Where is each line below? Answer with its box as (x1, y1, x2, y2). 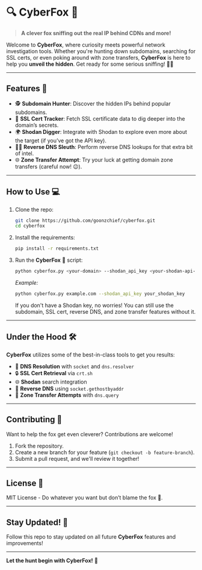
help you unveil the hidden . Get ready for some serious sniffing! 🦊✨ (6, 60, 174, 68)
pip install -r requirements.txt (14, 245, 99, 252)
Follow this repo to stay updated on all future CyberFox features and (6, 533, 176, 540)
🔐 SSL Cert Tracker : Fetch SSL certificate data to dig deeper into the (14, 115, 185, 122)
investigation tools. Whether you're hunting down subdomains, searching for (6, 47, 196, 55)
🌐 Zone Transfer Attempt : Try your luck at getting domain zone (14, 156, 173, 163)
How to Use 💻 (6, 187, 60, 197)
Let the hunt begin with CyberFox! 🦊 (6, 557, 98, 565)
